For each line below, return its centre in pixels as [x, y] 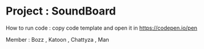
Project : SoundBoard [61, 11]
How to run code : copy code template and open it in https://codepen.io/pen [102, 28]
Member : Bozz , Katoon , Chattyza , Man [57, 39]
